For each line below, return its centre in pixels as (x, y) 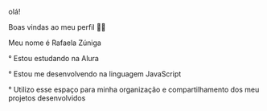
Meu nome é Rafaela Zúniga (55, 43)
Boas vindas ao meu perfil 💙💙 (57, 27)
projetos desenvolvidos (47, 98)
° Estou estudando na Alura (53, 58)
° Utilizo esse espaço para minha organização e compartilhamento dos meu (134, 89)
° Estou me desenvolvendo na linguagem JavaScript (95, 74)
